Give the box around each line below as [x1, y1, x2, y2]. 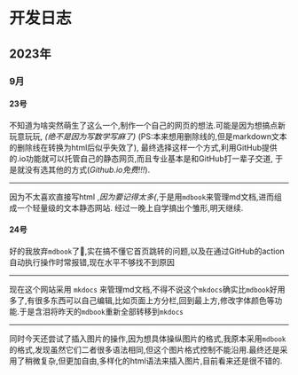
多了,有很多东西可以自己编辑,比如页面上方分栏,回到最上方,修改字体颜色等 [9, 294, 275, 306]
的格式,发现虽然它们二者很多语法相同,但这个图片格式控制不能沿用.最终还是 [9, 344, 281, 355]
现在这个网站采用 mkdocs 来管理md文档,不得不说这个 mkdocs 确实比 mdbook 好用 [9, 284, 286, 294]
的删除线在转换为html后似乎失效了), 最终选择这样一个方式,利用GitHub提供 [9, 142, 278, 152]
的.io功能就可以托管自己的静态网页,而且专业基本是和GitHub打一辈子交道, [9, 152, 273, 164]
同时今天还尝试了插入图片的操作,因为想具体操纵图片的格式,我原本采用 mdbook [9, 333, 286, 344]
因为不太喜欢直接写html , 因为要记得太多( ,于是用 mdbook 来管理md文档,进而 [9, 191, 275, 202]
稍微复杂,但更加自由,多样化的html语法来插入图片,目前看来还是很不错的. [24, 355, 283, 366]
